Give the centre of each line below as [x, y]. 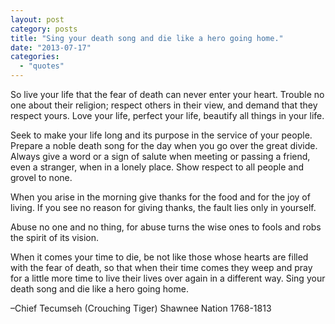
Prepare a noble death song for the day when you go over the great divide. [164, 145]
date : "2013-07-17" [51, 47]
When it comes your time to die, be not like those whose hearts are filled [159, 257]
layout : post [37, 19]
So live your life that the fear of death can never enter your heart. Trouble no [167, 94]
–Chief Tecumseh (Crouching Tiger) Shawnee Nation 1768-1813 [141, 308]
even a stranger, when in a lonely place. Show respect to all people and [157, 167]
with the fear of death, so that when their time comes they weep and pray [161, 267]
